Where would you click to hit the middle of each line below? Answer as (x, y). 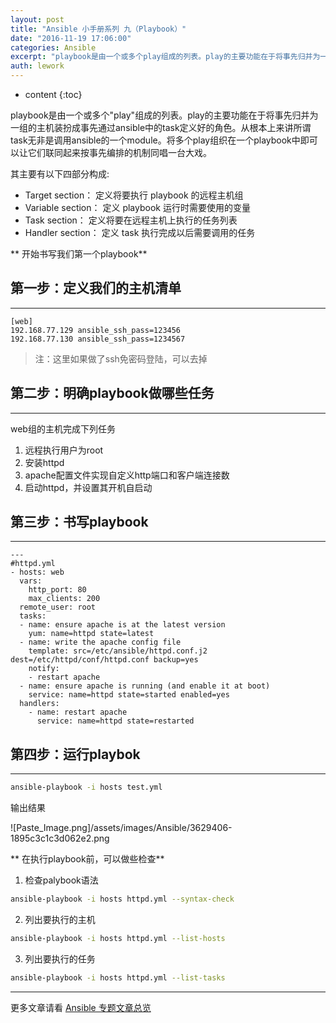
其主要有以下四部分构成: (60, 174)
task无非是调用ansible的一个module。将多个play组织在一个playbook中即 (160, 140)
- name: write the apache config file (100, 642)
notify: (44, 669)
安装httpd (44, 462)
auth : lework (37, 66)
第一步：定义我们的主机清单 (96, 288)
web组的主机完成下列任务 (63, 428)
